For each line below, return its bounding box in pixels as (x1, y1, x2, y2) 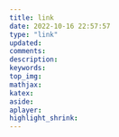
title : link (9, 13, 54, 23)
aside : (9, 96, 34, 106)
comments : (9, 47, 47, 56)
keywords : (9, 64, 47, 73)
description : (9, 55, 59, 64)
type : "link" (9, 30, 59, 39)
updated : (9, 38, 42, 48)
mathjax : (9, 80, 42, 89)
